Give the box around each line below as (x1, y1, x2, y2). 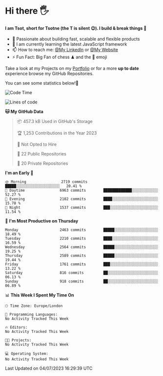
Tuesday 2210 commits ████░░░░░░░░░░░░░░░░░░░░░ (5, 236, 159, 241)
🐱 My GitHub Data (5, 109, 44, 115)
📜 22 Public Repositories (17, 151, 67, 157)
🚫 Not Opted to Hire (17, 142, 57, 148)
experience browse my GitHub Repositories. (5, 71, 94, 76)
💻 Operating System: (5, 351, 49, 356)
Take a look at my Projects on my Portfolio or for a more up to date (5, 66, 139, 72)
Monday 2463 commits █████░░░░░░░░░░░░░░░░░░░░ (5, 227, 159, 232)
